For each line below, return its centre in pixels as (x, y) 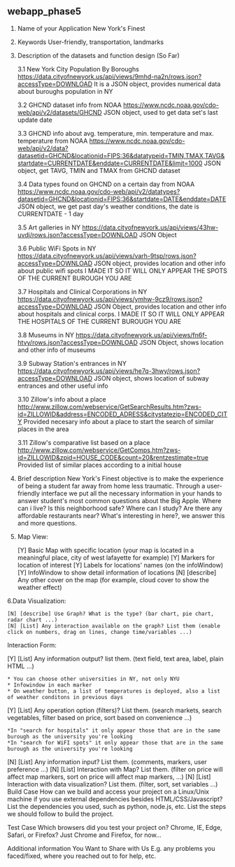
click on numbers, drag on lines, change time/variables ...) (100, 632)
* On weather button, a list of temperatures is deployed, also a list (114, 691)
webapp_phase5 (44, 12)
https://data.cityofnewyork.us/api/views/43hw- (150, 227)
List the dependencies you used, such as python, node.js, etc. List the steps (117, 806)
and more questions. (47, 523)
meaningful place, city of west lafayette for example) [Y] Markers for (116, 557)
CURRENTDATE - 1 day (50, 213)
